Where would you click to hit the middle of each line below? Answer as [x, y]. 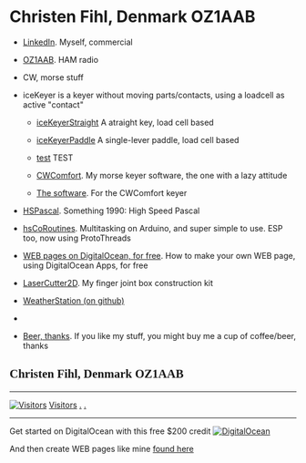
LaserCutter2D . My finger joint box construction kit [118, 283]
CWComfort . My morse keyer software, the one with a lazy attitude [162, 175]
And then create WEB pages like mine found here [102, 448]
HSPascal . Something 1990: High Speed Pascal [111, 211]
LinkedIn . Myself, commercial [78, 42]
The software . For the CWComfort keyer [112, 192]
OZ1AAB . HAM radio [60, 59]
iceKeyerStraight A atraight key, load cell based [125, 122]
